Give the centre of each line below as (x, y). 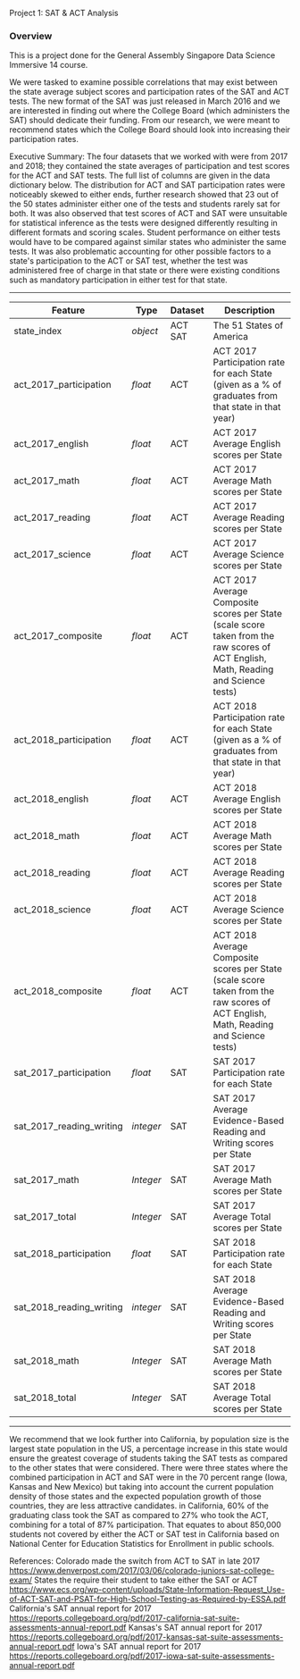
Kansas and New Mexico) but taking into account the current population (142, 1487)
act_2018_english (51, 799)
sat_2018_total (45, 1398)
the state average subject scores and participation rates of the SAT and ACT (150, 92)
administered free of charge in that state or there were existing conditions (145, 271)
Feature (68, 310)
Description (250, 310)
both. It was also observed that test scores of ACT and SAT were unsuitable (148, 214)
